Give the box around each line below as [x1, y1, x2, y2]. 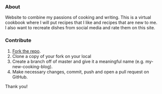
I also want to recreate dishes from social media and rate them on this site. [5, 25, 156, 31]
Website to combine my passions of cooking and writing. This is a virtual [5, 15, 151, 20]
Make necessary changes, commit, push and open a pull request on [12, 69, 149, 75]
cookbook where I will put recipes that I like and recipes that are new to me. [5, 19, 158, 25]
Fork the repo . [12, 48, 41, 54]
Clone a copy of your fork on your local [12, 53, 92, 59]
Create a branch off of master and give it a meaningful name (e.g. [12, 58, 144, 64]
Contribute [5, 37, 32, 44]
